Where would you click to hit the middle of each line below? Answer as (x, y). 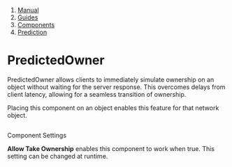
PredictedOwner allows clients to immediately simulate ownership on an (111, 79)
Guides (28, 17)
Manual (28, 10)
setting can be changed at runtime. (58, 157)
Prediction (32, 32)
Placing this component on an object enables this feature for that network (113, 108)
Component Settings (37, 136)
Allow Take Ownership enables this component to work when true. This (111, 149)
